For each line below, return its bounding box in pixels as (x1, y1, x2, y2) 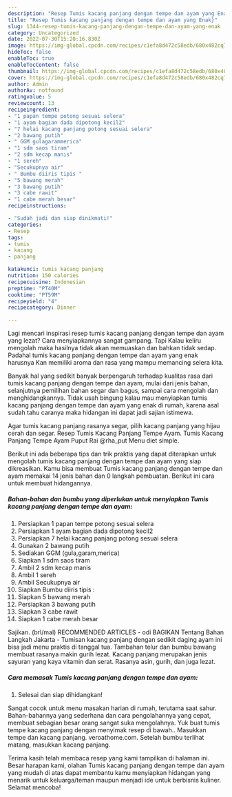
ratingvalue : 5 (8, 94, 52, 101)
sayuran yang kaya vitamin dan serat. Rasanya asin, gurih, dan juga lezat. (8, 658, 216, 666)
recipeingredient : (8, 106, 61, 113)
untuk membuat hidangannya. (8, 479, 92, 487)
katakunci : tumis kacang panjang (8, 266, 104, 273)
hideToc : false (8, 49, 52, 56)
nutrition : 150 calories (8, 272, 79, 279)
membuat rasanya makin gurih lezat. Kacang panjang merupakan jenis (8, 650, 207, 658)
